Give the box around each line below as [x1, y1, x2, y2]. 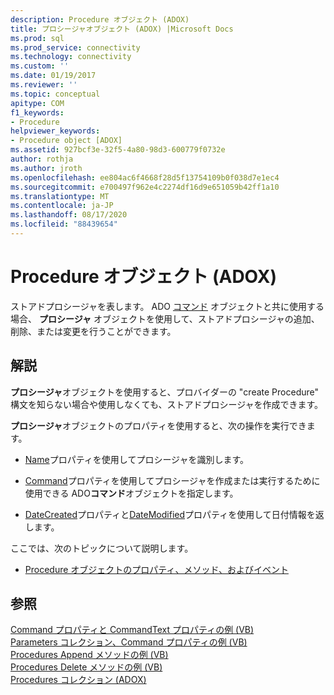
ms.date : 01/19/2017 [10, 71, 97, 81]
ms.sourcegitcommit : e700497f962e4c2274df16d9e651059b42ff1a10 [10, 182, 280, 192]
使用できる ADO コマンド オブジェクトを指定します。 [24, 487, 239, 499]
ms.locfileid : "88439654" [10, 219, 118, 230]
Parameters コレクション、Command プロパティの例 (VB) [10, 636, 248, 648]
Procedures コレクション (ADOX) [10, 674, 147, 686]
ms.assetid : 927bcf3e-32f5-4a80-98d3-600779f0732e [10, 145, 226, 155]
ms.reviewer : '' [10, 80, 78, 90]
